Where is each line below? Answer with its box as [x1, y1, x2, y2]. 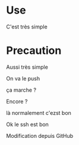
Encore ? [6, 98, 28, 105]
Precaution [6, 44, 62, 57]
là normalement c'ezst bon [6, 109, 71, 116]
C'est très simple [6, 23, 48, 30]
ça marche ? [6, 86, 37, 94]
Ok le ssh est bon [6, 121, 49, 128]
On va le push [6, 75, 40, 82]
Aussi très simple [6, 63, 49, 70]
